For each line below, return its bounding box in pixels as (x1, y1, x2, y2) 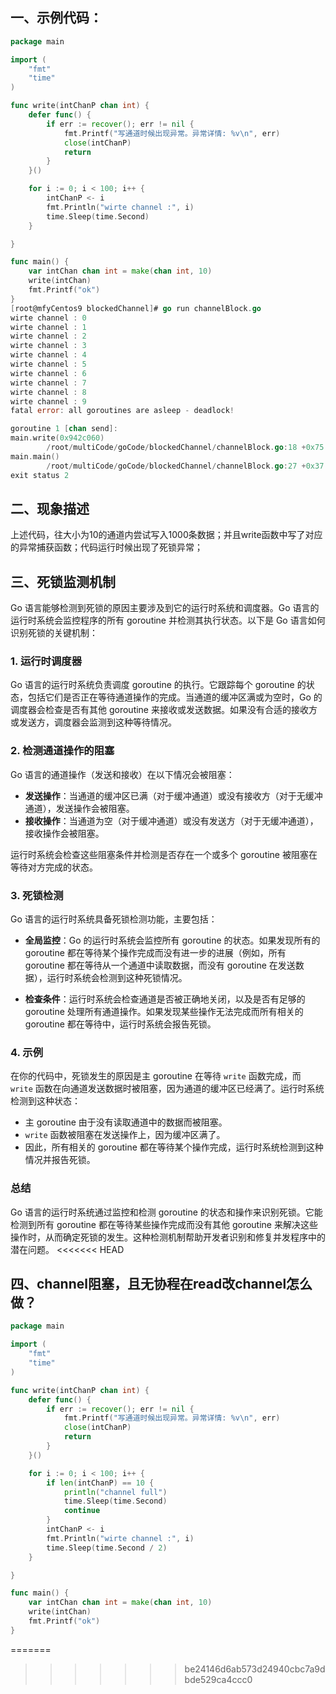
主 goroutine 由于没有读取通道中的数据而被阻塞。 (24, 1116, 228, 1128)
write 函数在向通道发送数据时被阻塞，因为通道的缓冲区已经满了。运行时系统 (10, 1083, 325, 1095)
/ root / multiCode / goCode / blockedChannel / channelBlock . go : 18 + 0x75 (46, 443, 325, 453)
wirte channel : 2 (10, 331, 87, 342)
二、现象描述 (10, 500, 90, 517)
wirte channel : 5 (10, 359, 87, 370)
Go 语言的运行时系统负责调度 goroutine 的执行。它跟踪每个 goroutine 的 (10, 679, 307, 691)
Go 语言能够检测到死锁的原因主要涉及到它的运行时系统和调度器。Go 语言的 (10, 602, 320, 614)
